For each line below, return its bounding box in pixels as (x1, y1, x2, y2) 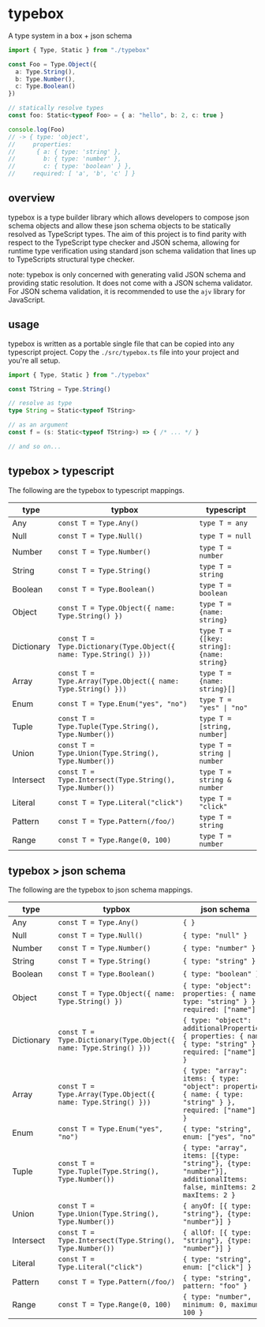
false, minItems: (182, 1182, 248, 1192)
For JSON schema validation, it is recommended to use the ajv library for (8, 286, 246, 296)
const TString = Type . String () (8, 385, 111, 393)
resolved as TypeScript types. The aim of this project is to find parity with (8, 229, 247, 239)
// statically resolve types (8, 104, 104, 112)
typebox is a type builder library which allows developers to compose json (8, 212, 250, 222)
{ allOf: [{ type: (182, 1228, 252, 1237)
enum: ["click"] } (182, 1263, 252, 1272)
